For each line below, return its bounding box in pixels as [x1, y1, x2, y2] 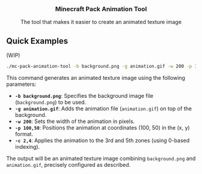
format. [14, 130, 34, 137]
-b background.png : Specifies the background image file [14, 92, 153, 99]
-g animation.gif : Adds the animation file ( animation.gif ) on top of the [14, 104, 192, 112]
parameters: [6, 80, 37, 88]
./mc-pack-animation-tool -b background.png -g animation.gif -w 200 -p [6, 64, 192, 70]
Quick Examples [6, 35, 69, 46]
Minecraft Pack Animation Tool [55, 5, 147, 13]
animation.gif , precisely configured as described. [6, 161, 131, 168]
